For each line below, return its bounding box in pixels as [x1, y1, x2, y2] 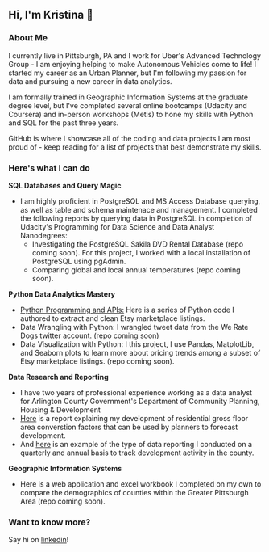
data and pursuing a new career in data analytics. [8, 76, 172, 86]
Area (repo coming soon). [19, 496, 106, 506]
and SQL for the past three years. [8, 118, 119, 128]
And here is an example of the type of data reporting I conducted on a [19, 439, 252, 449]
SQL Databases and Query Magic [8, 180, 122, 190]
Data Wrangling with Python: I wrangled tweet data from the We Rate [19, 322, 249, 331]
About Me [8, 32, 48, 44]
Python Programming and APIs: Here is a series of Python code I [19, 305, 235, 314]
